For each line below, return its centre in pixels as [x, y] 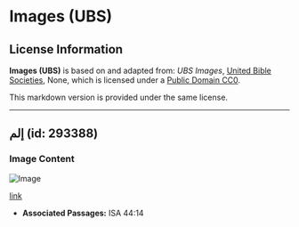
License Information [66, 49]
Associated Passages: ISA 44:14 [83, 213]
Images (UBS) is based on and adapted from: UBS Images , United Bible [140, 70]
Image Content [42, 159]
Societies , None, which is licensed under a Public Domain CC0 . [125, 80]
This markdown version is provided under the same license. [119, 97]
